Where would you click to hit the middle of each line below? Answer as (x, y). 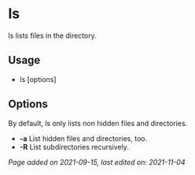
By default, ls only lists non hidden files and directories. (98, 123)
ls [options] (38, 79)
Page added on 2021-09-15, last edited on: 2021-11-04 (97, 162)
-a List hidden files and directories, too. (83, 138)
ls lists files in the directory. (52, 35)
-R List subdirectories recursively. (74, 147)
